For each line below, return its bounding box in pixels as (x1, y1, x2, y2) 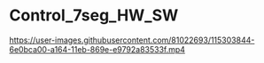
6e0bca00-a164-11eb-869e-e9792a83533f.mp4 (9, 43, 186, 54)
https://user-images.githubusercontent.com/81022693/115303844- (9, 35, 255, 45)
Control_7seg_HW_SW (9, 5, 179, 26)
